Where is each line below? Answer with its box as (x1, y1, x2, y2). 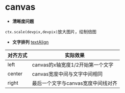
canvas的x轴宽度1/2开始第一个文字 (32, 61, 114, 68)
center (7, 70, 23, 77)
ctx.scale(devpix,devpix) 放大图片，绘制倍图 (5, 28, 97, 34)
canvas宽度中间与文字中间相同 (32, 70, 103, 77)
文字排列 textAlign (12, 39, 49, 45)
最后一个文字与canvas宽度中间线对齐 (32, 80, 118, 87)
